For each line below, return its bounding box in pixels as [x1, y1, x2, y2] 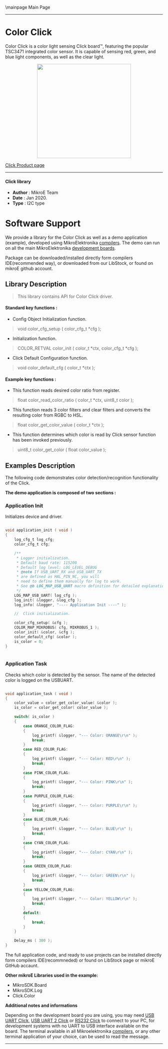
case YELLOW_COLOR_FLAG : [23, 887, 75, 892]
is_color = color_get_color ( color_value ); [14, 705, 108, 710]
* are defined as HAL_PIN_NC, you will [16, 574, 99, 579]
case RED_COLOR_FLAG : [23, 747, 68, 752]
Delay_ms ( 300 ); [14, 938, 52, 943]
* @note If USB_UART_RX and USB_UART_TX [16, 570, 101, 575]
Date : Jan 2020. [12, 195, 47, 201]
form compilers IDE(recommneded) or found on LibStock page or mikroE [5, 957, 155, 964]
